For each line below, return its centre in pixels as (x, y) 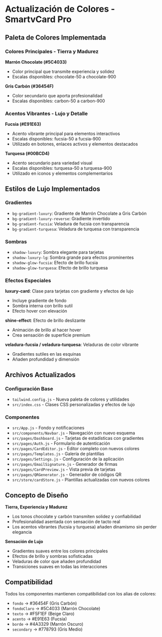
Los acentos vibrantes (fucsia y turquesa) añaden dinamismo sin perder (84, 527)
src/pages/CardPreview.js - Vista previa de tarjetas (64, 469)
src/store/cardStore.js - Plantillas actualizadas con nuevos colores (81, 480)
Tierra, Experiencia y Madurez (36, 507)
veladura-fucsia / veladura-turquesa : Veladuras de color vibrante (72, 345)
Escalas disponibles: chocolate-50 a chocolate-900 (64, 76)
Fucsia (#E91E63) (23, 124)
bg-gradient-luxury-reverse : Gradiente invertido (61, 218)
